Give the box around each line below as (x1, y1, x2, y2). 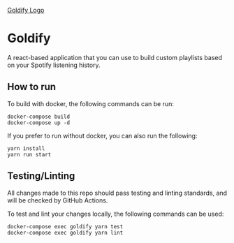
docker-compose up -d (7, 119, 71, 126)
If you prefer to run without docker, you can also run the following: (7, 131, 198, 140)
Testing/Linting (7, 170, 75, 182)
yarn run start (7, 151, 52, 158)
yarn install (7, 145, 45, 152)
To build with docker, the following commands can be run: (7, 99, 175, 108)
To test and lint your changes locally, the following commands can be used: (7, 209, 224, 218)
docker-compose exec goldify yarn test (7, 223, 124, 230)
